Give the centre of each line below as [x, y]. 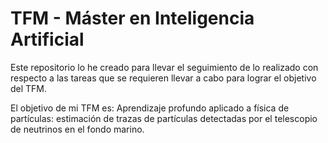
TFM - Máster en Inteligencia [132, 18]
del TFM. [29, 88]
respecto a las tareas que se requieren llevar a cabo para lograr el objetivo [163, 78]
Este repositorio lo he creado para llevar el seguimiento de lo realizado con [164, 67]
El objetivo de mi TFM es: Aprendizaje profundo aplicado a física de [150, 108]
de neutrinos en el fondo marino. [77, 129]
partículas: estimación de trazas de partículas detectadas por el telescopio [164, 118]
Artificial [47, 39]
